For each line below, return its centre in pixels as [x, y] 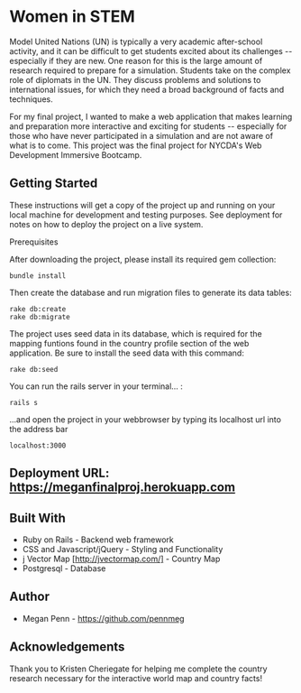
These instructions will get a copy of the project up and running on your [142, 205]
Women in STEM [72, 17]
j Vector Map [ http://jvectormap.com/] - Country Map [121, 559]
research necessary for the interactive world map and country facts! [136, 678]
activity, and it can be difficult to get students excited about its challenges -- [151, 51]
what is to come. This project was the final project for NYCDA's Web [136, 145]
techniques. [31, 99]
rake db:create [38, 309]
